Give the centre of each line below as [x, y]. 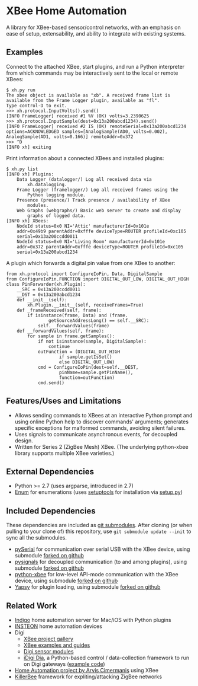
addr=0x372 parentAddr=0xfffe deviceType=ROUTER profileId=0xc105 [100, 247]
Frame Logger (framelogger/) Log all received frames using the [98, 190]
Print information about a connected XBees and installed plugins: [85, 158]
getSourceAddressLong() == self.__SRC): [99, 320]
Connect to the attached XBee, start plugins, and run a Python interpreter [95, 66]
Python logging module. [56, 195]
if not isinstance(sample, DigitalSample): [92, 341]
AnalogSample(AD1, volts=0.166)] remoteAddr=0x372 [70, 137]
